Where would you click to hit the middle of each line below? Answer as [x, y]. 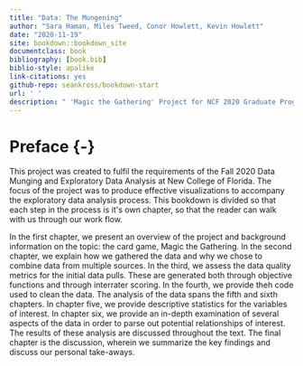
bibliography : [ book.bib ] [58, 60]
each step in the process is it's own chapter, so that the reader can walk [143, 210]
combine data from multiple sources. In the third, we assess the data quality [150, 266]
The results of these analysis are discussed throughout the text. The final [145, 333]
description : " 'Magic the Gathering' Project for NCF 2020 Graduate [143, 102]
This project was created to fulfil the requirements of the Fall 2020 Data [142, 172]
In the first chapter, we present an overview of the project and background [148, 237]
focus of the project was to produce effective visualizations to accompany [147, 191]
